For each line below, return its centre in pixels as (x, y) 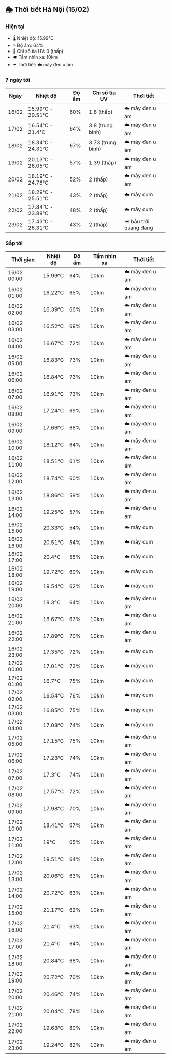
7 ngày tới (18, 80)
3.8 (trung (101, 126)
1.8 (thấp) (101, 112)
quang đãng (138, 228)
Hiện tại (15, 27)
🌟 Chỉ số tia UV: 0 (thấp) (38, 51)
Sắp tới (14, 243)
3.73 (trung (103, 143)
